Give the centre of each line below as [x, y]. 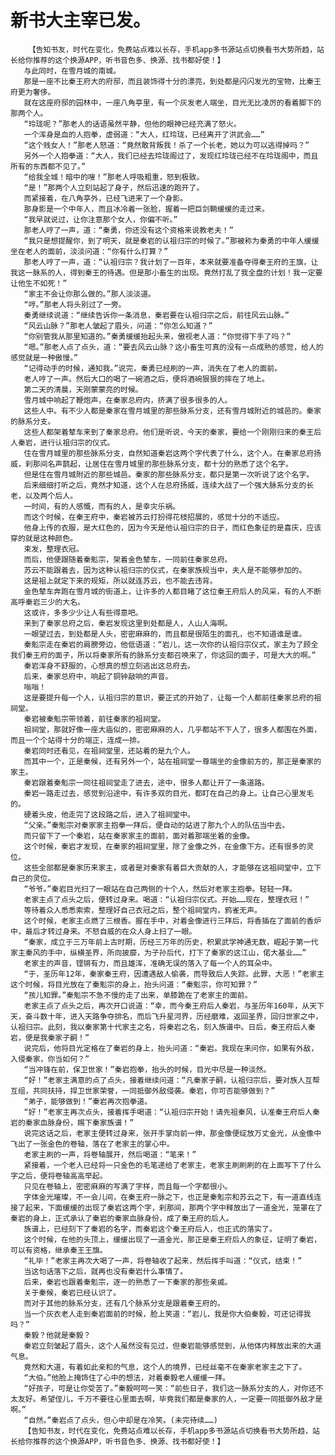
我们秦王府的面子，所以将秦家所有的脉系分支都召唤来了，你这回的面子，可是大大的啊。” [163, 655]
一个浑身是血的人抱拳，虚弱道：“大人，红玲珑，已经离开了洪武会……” [144, 134]
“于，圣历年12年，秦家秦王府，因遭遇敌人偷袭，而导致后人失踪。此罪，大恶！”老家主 [174, 974]
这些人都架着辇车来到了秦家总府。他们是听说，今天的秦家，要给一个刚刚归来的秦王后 [172, 432]
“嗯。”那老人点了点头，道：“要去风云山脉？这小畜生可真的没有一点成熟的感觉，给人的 [173, 347]
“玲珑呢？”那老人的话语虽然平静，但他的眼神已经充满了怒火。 [132, 124]
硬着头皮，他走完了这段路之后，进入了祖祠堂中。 [109, 814]
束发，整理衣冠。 [53, 549]
